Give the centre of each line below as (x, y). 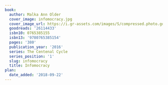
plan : (10, 70)
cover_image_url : (27, 24)
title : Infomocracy (30, 65)
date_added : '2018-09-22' (36, 75)
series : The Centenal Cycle (39, 51)
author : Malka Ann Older (35, 14)
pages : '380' (23, 42)
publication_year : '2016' (36, 47)
